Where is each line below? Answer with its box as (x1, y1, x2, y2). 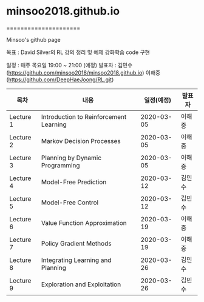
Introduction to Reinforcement (41, 112, 127, 121)
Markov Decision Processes (41, 136, 121, 145)
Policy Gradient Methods (41, 239, 112, 247)
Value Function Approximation (41, 218, 127, 227)
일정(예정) (143, 96, 172, 104)
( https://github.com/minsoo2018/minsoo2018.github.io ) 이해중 (6, 69, 161, 76)
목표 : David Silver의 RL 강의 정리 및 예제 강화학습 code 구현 (6, 49, 150, 56)
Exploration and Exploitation (41, 280, 121, 289)
